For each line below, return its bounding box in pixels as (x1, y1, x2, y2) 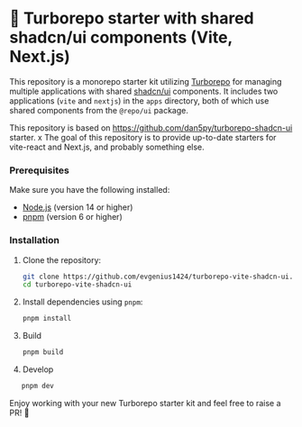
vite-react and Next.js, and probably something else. (9, 141, 205, 152)
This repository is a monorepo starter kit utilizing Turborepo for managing (9, 76, 282, 86)
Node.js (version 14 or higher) (22, 202, 133, 213)
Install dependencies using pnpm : (22, 296, 143, 307)
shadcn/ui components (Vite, (9, 27, 233, 48)
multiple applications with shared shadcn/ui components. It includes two (9, 86, 279, 96)
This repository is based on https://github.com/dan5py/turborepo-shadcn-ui (9, 122, 293, 133)
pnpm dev (21, 382, 54, 391)
